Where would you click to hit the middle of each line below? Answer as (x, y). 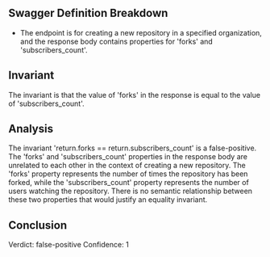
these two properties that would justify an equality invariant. (108, 200)
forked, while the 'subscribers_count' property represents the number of (129, 183)
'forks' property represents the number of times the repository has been (128, 174)
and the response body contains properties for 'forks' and (116, 41)
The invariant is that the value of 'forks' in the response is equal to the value (134, 95)
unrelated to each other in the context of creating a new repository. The (127, 166)
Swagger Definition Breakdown (88, 13)
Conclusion (38, 225)
